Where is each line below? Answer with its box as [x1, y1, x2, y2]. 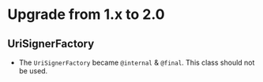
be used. [18, 66, 48, 76]
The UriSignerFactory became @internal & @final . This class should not [18, 58, 255, 67]
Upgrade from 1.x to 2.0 [7, 6, 165, 24]
